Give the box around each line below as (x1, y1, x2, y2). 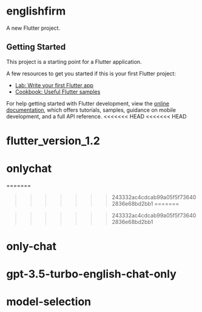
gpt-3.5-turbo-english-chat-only (6, 267, 177, 281)
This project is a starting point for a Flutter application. (6, 58, 142, 65)
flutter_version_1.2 (6, 134, 100, 148)
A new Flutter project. (6, 24, 61, 32)
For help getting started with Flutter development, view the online (6, 100, 170, 107)
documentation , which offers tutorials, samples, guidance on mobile (6, 106, 176, 114)
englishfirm (6, 4, 66, 18)
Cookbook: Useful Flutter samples (15, 88, 101, 95)
